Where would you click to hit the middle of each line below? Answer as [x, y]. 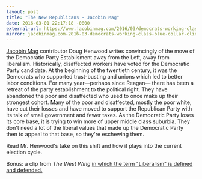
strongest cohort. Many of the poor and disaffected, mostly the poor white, [99, 102]
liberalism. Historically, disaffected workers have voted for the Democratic [98, 64]
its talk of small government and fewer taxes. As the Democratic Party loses [100, 115]
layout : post [23, 12]
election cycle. [24, 152]
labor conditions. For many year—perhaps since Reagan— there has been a [100, 83]
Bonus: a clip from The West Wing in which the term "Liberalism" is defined [99, 164]
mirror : [16, 34]
